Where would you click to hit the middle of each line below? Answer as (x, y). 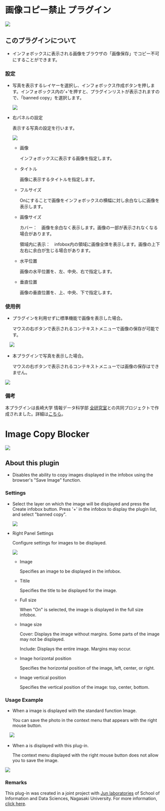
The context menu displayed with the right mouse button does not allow (85, 755)
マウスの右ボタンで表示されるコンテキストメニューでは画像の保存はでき (86, 366)
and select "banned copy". (39, 514)
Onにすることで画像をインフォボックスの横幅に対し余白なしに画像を (89, 200)
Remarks (16, 782)
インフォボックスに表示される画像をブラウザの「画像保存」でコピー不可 (86, 53)
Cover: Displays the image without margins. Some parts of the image (89, 634)
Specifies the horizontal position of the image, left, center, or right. (87, 668)
